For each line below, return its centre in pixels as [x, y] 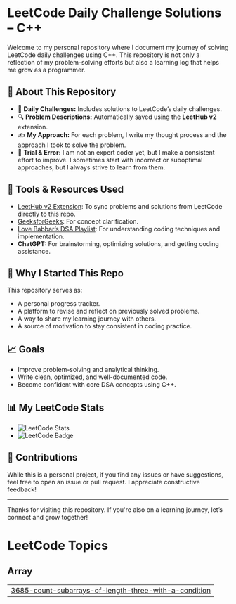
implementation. [41, 236]
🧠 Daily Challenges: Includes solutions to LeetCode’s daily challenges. [120, 109]
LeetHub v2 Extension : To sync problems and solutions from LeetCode [120, 206]
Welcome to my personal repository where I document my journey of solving [118, 47]
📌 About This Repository [62, 92]
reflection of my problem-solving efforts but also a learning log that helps [113, 62]
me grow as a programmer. [46, 70]
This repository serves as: [45, 290]
